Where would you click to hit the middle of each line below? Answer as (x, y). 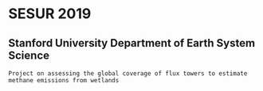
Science (29, 55)
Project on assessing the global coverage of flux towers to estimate (128, 74)
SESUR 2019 (50, 14)
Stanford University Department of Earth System (132, 43)
